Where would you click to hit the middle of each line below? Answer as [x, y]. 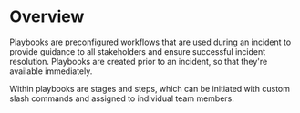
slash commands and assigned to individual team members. [122, 98]
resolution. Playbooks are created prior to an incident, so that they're [139, 61]
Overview [47, 17]
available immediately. [51, 71]
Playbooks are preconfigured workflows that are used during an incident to [150, 42]
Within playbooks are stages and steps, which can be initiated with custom [150, 88]
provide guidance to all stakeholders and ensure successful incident [138, 51]
